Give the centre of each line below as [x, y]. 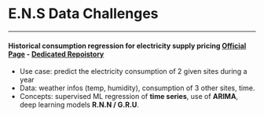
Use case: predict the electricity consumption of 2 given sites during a [133, 71]
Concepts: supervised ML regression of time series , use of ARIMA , [128, 97]
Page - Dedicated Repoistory [56, 54]
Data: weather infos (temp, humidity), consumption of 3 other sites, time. [137, 88]
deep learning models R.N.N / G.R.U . [79, 105]
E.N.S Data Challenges [83, 14]
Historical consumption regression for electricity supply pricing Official [127, 46]
